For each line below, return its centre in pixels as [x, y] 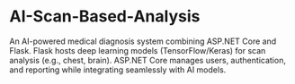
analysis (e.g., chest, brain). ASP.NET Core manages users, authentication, [147, 60]
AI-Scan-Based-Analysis [105, 17]
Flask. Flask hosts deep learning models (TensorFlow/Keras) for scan [138, 50]
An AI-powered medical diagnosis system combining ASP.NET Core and [143, 41]
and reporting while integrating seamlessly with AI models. [118, 70]
